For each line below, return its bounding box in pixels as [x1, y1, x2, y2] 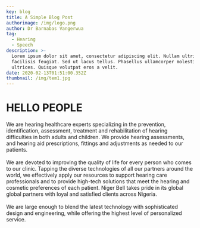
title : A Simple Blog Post [6, 14, 73, 20]
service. [6, 216, 26, 223]
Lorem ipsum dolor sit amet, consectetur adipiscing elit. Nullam [11, 53, 180, 59]
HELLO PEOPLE [6, 101, 83, 115]
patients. [6, 146, 28, 153]
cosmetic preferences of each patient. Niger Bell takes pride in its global [6, 184, 183, 192]
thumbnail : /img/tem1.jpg [6, 75, 70, 81]
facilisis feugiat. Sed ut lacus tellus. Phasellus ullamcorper [11, 58, 174, 64]
